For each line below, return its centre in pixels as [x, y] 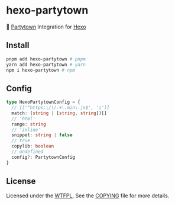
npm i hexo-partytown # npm [41, 70]
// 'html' [23, 118]
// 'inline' [26, 130]
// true [21, 141]
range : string [29, 124]
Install [18, 45]
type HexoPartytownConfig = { [43, 102]
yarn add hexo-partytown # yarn [46, 65]
